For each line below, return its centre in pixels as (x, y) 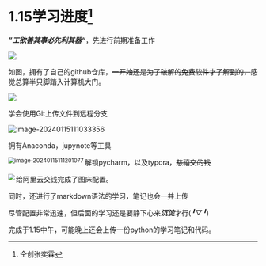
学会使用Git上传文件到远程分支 (58, 114)
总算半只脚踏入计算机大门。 (60, 82)
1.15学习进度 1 (51, 15)
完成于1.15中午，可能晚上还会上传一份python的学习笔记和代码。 (112, 230)
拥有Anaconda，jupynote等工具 (60, 146)
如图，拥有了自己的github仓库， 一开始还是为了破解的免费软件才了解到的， (129, 72)
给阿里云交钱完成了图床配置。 (64, 180)
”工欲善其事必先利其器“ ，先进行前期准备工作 (82, 40)
